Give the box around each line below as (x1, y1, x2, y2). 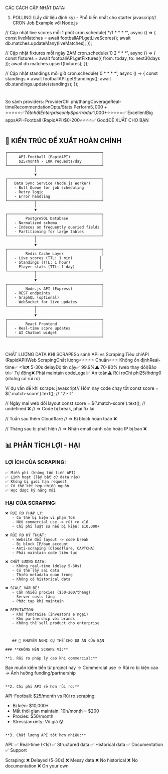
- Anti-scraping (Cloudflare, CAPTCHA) (12, 545, 95, 551)
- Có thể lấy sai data (12, 568, 59, 573)
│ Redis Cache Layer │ (5, 251, 104, 256)
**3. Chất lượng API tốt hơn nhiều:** (5, 732, 86, 738)
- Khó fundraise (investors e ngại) (12, 612, 89, 617)
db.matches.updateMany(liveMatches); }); (5, 40, 92, 46)
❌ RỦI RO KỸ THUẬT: (5, 532, 47, 537)
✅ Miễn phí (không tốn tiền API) (5, 470, 76, 475)
